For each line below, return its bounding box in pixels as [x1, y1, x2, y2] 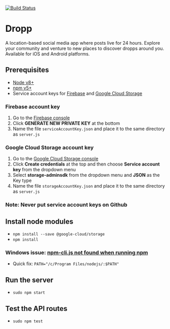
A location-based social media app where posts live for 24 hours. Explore [5, 40, 160, 46]
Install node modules [5, 217, 74, 226]
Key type [12, 177, 32, 184]
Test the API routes [5, 304, 68, 313]
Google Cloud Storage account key [5, 144, 94, 151]
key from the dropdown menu [12, 167, 76, 173]
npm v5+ [12, 85, 32, 91]
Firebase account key [5, 103, 60, 110]
